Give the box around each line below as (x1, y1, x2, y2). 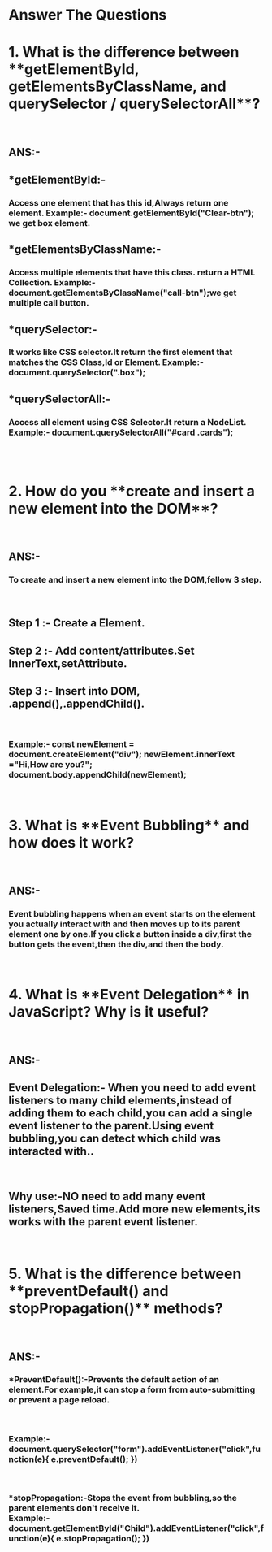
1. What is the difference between (8, 43, 240, 62)
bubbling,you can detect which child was (8, 1132, 222, 1145)
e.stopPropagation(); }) (55, 1533, 150, 1545)
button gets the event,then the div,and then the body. (8, 939, 224, 950)
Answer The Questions (8, 6, 167, 24)
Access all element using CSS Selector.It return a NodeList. (8, 416, 247, 427)
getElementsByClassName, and (8, 77, 227, 96)
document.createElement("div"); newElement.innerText (8, 749, 235, 761)
